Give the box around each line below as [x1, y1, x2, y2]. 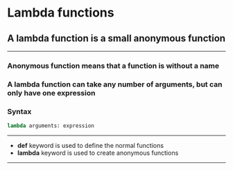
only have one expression [7, 88, 96, 97]
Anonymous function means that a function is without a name [7, 61, 220, 70]
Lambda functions [7, 5, 114, 21]
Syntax [7, 106, 32, 116]
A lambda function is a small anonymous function [7, 32, 226, 44]
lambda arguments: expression [7, 122, 95, 129]
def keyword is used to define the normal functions [17, 142, 164, 150]
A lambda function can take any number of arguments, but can [7, 79, 223, 89]
